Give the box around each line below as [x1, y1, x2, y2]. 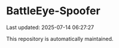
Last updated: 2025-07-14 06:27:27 [6, 24, 94, 31]
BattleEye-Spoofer [6, 4, 100, 18]
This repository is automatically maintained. [6, 35, 114, 42]
